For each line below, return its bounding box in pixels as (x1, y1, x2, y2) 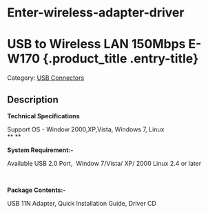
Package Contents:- (7, 186, 66, 194)
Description (7, 94, 59, 105)
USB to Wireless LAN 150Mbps (7, 36, 186, 52)
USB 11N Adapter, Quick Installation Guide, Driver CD (7, 199, 157, 207)
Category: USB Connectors (7, 74, 85, 82)
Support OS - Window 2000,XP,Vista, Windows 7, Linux (7, 125, 165, 133)
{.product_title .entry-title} (42, 51, 199, 67)
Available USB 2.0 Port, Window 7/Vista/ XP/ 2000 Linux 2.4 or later (7, 159, 202, 167)
